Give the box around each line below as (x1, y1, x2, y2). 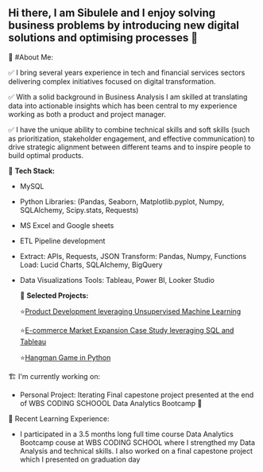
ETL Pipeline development (19, 236, 106, 246)
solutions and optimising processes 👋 (8, 31, 199, 44)
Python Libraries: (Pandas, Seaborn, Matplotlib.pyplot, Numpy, (19, 196, 225, 206)
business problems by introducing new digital (8, 19, 240, 33)
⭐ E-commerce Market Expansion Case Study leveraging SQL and (19, 325, 234, 335)
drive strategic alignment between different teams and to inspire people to (8, 142, 251, 152)
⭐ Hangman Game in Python (19, 353, 111, 362)
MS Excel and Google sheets (19, 220, 114, 230)
